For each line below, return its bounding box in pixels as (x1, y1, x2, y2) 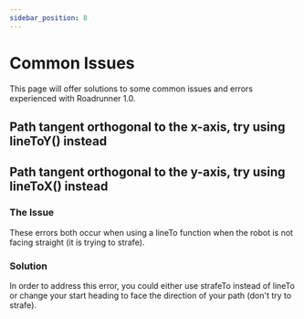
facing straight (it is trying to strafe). (9, 237, 145, 248)
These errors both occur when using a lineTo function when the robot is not (9, 227, 294, 238)
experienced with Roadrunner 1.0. (9, 92, 136, 103)
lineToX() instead (9, 179, 109, 195)
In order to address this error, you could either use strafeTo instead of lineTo (9, 280, 295, 291)
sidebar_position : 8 (9, 13, 89, 23)
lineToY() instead (9, 133, 108, 149)
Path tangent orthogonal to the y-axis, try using (9, 165, 286, 180)
